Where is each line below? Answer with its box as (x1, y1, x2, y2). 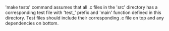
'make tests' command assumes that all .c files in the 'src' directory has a (5, 4, 158, 10)
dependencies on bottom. (5, 20, 59, 26)
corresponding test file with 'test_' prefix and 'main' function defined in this (5, 9, 161, 15)
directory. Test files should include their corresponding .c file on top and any (5, 15, 164, 20)
